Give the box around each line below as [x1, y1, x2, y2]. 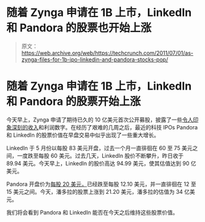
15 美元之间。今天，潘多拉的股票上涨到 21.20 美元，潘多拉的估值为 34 [6, 188, 184, 195]
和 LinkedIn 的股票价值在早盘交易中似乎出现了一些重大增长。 [6, 131, 160, 139]
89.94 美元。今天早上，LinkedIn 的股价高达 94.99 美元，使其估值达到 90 [6, 159, 190, 167]
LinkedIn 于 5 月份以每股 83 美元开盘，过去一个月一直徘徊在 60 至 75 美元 [6, 144, 193, 151]
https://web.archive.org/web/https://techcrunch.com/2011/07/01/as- [21, 49, 194, 56]
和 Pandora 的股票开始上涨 [6, 94, 141, 109]
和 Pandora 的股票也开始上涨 [6, 21, 152, 35]
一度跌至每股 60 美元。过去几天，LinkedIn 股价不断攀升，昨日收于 [17, 151, 184, 159]
